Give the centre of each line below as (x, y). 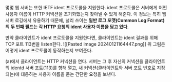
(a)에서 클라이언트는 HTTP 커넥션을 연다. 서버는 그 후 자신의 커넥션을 (74, 61)
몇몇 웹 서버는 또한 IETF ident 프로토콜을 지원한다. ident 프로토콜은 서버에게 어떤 (86, 7)
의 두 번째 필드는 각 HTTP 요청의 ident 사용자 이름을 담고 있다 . (67, 27)
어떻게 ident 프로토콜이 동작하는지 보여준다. (49, 50)
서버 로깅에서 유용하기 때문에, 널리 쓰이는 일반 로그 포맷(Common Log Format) (85, 20)
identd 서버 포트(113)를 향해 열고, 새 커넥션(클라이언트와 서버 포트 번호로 (83, 68)
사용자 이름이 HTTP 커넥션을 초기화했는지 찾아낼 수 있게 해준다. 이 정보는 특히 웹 (86, 14)
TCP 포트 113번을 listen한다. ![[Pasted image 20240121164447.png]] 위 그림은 (85, 44)
